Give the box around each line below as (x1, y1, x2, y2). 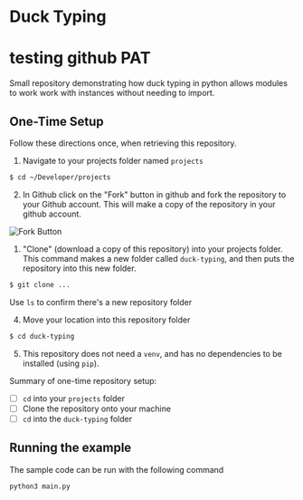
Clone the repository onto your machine (22, 403, 172, 414)
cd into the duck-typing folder (22, 413, 133, 424)
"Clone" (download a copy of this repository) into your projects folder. (22, 243, 283, 255)
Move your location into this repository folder (22, 314, 191, 325)
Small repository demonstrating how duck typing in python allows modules (9, 78, 288, 89)
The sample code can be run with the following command (9, 464, 224, 475)
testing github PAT (9, 48, 151, 69)
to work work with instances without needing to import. (9, 88, 215, 99)
